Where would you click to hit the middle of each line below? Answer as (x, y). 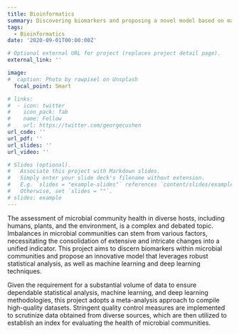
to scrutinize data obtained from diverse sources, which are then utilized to (117, 315)
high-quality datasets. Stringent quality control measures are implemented (116, 308)
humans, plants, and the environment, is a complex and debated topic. (110, 226)
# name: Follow (34, 119)
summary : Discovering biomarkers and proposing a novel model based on (116, 21)
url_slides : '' (30, 145)
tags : (15, 27)
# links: (20, 99)
